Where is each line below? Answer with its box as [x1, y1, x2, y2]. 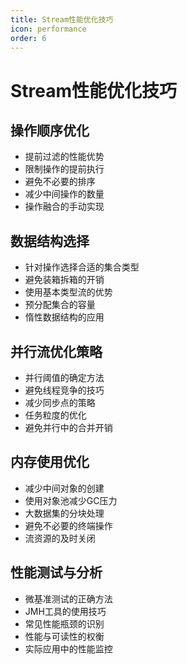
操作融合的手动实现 [24, 201, 105, 213]
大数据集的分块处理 [24, 507, 105, 519]
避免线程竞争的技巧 [24, 384, 105, 396]
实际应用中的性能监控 [24, 642, 113, 655]
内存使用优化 [10, 454, 90, 471]
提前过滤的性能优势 [24, 151, 105, 163]
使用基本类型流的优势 [24, 286, 113, 298]
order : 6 [10, 33, 47, 43]
